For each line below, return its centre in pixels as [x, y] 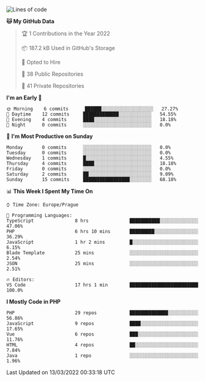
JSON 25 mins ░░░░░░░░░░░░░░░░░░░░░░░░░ [102, 263]
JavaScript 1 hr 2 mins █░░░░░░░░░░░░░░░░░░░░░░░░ [102, 242]
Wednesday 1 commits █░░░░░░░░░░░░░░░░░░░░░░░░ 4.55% [90, 158]
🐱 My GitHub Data [31, 21]
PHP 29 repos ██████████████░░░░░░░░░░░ [102, 313]
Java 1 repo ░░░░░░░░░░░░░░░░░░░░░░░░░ [102, 356]
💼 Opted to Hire [41, 62]
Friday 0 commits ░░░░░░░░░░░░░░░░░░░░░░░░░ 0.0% [89, 169]
